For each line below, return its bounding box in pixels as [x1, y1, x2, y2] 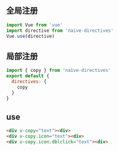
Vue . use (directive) [6, 33, 55, 39]
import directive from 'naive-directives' [6, 28, 114, 34]
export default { [6, 73, 50, 79]
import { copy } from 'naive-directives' [6, 68, 111, 74]
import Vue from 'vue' [6, 22, 63, 28]
